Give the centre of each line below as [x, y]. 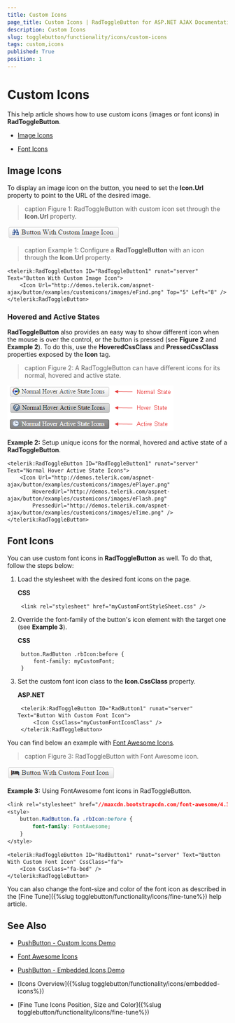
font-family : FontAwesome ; [72, 827]
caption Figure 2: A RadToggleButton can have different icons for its [122, 367]
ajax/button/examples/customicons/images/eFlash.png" [87, 499]
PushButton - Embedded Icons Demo [71, 970]
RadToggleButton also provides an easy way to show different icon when [113, 332]
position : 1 [24, 60]
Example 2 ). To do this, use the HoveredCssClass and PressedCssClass [113, 346]
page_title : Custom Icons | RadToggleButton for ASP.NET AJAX [100, 22]
